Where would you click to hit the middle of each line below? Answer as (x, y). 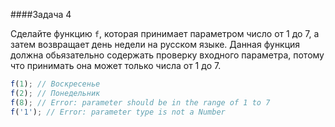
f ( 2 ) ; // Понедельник (55, 93)
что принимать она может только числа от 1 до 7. (116, 65)
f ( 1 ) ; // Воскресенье (55, 84)
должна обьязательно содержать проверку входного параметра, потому (167, 55)
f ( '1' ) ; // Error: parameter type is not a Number (118, 112)
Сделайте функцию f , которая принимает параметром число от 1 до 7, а (165, 33)
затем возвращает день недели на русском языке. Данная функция (155, 44)
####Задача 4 (41, 14)
